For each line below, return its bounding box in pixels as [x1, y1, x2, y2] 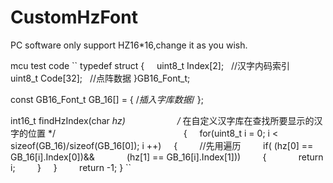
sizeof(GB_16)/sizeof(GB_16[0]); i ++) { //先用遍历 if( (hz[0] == [10, 139, 314, 151]
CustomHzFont [10, 6, 138, 29]
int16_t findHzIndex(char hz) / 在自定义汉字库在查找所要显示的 [10, 114, 315, 126]
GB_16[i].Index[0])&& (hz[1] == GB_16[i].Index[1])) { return [10, 151, 324, 163]
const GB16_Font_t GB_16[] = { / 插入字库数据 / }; [10, 93, 204, 105]
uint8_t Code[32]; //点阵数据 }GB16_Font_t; [10, 72, 191, 84]
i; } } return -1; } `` [10, 161, 132, 173]
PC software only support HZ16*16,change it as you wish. [10, 39, 248, 51]
